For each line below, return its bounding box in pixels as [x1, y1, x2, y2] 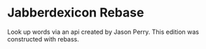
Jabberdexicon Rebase [7, 5, 144, 21]
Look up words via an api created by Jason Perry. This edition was [7, 28, 200, 36]
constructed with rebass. [7, 35, 79, 43]
